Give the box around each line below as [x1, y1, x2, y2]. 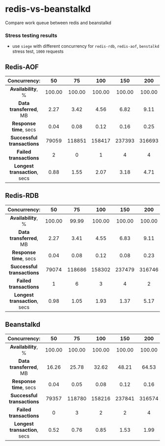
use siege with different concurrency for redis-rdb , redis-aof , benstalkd [12, 43, 160, 49]
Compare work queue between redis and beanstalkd [5, 20, 111, 26]
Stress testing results [5, 32, 57, 39]
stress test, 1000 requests [12, 48, 64, 55]
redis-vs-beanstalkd [5, 3, 91, 15]
